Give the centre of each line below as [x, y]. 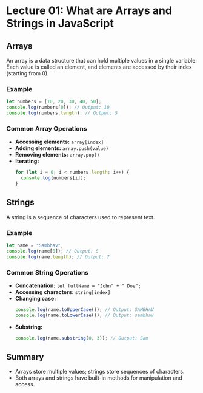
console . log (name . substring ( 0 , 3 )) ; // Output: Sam [82, 338]
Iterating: [27, 161]
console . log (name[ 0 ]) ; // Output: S [52, 251]
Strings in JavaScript [60, 23]
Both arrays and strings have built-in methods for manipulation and [99, 378]
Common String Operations [48, 272]
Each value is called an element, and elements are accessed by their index [99, 67]
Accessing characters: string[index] [63, 292]
